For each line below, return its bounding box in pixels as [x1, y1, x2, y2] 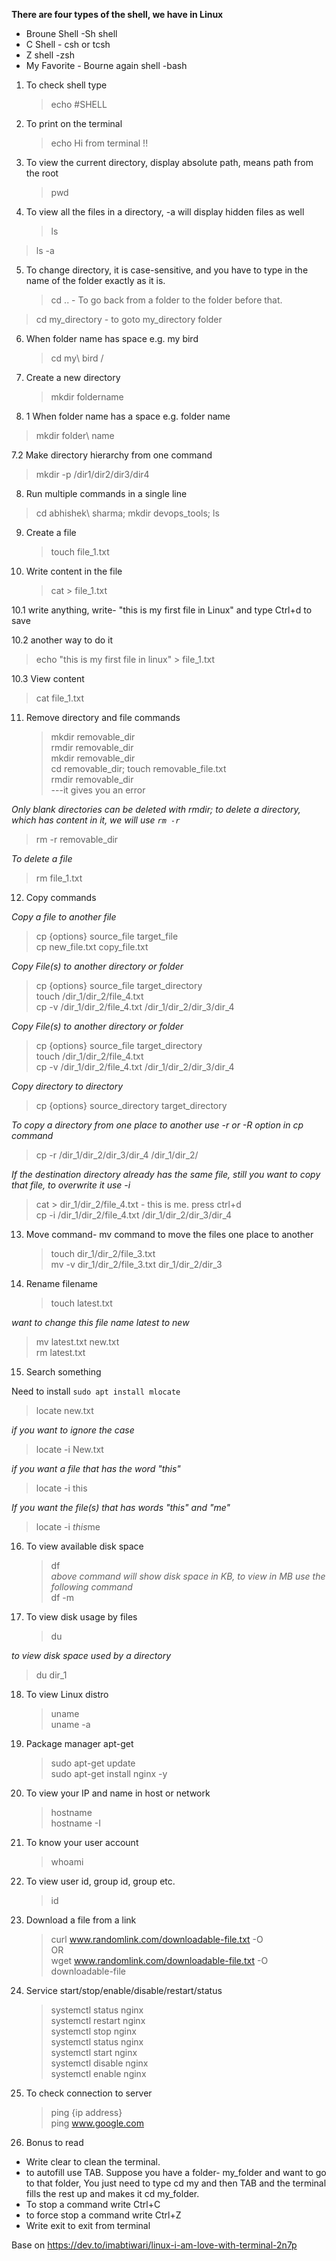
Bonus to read [25, 2137, 84, 2148]
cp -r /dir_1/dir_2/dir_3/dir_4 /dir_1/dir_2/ [35, 1149, 199, 1161]
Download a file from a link [25, 1914, 137, 1926]
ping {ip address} [50, 2107, 123, 2118]
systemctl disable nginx [50, 2057, 149, 2069]
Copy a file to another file [11, 911, 117, 923]
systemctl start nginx [50, 2047, 138, 2058]
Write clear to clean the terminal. [25, 2156, 161, 2168]
